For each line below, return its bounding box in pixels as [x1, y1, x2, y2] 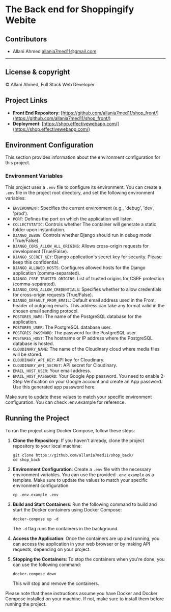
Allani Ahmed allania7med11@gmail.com [12, 48, 97, 54]
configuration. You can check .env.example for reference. [5, 399, 126, 405]
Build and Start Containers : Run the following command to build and [12, 501, 157, 507]
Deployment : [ [12, 120, 44, 127]
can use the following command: [12, 561, 81, 568]
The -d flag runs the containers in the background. [12, 525, 119, 531]
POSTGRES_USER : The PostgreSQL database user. [12, 324, 112, 330]
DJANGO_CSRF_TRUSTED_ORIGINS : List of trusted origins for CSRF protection [12, 275, 164, 281]
